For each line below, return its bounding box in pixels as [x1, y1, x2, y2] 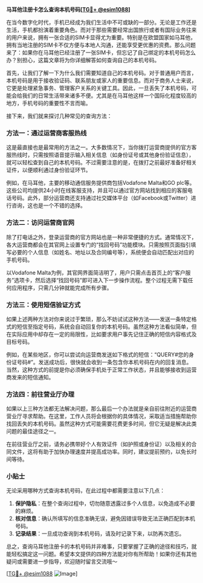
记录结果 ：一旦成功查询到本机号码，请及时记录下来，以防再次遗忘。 [14, 530, 185, 537]
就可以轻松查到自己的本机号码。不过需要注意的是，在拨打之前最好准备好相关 [6, 159, 197, 166]
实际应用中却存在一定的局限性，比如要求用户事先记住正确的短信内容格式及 [11, 330, 197, 338]
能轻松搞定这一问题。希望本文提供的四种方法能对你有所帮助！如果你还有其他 [6, 550, 197, 558]
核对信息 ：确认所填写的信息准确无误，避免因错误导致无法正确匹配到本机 [14, 515, 195, 522]
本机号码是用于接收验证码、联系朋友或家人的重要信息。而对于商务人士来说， [6, 77, 197, 84]
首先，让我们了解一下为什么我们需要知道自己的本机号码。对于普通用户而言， [6, 69, 197, 76]
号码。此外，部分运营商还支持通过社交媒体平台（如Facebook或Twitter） [11, 195, 192, 202]
